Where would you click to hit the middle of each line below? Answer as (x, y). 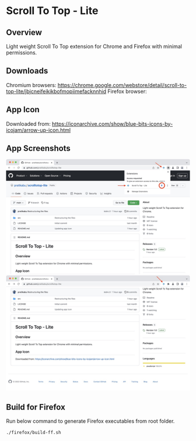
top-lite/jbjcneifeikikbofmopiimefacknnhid (56, 91)
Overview (24, 32)
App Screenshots (38, 148)
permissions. (22, 53)
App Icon (23, 110)
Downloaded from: (28, 123)
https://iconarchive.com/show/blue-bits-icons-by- (112, 123)
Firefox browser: (127, 91)
